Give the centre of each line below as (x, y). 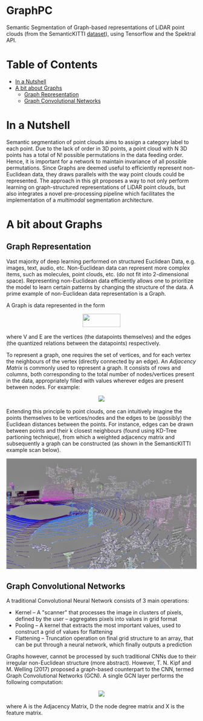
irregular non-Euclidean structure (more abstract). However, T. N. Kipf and (99, 663)
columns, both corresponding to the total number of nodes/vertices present (100, 374)
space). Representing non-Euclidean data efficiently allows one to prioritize (100, 281)
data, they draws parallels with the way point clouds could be (108, 174)
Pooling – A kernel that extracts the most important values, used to (98, 625)
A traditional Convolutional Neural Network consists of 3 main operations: (98, 600)
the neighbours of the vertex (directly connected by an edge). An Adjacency (101, 361)
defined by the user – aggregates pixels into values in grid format (96, 619)
